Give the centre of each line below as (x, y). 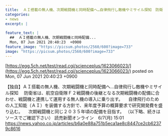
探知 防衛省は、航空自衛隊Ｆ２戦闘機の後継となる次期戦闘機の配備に (82, 93)
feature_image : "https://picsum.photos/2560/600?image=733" (69, 47)
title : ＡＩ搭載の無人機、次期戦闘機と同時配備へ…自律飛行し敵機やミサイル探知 (78, 10)
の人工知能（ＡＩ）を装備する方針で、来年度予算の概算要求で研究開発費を (82, 105)
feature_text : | (22, 33)
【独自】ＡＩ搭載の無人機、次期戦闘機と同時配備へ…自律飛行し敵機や (77, 86)
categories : (17, 14)
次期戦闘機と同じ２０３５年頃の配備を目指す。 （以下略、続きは (94, 111)
